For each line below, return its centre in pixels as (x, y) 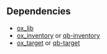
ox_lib (25, 28)
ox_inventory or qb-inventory (58, 35)
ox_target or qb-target (48, 43)
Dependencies (39, 11)
